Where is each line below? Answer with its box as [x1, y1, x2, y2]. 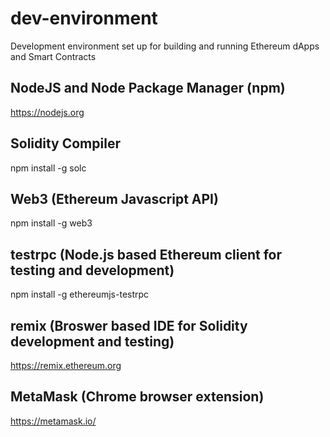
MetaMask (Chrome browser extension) [10, 388, 265, 406]
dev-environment [10, 7, 158, 30]
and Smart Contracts [10, 50, 97, 62]
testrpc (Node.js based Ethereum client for [10, 246, 282, 263]
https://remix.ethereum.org [10, 360, 122, 371]
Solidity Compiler [10, 135, 121, 152]
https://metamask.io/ [10, 415, 97, 427]
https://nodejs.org [10, 106, 85, 118]
